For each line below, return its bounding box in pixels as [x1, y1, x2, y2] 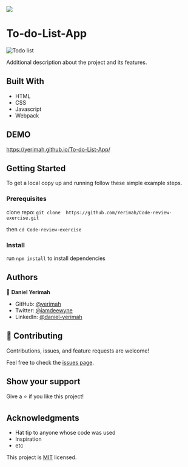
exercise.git [6, 215, 39, 221]
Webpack [15, 111, 39, 119]
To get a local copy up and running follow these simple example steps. [6, 180, 183, 187]
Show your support [6, 376, 81, 387]
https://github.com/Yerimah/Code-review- [65, 209, 172, 216]
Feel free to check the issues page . [6, 359, 94, 366]
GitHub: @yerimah [15, 300, 61, 307]
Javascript [15, 105, 42, 113]
